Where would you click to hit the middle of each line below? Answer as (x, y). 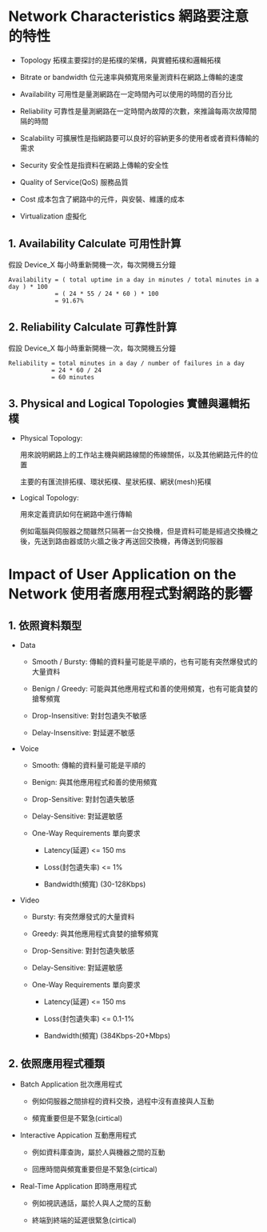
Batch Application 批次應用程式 (71, 1084)
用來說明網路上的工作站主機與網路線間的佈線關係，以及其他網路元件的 (135, 455)
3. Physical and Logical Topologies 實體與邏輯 (124, 404)
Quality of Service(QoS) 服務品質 (74, 182)
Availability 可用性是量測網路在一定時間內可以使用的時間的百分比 (126, 94)
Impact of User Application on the (122, 574)
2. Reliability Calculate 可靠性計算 (93, 328)
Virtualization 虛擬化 (53, 216)
